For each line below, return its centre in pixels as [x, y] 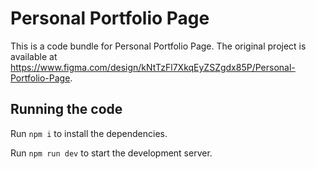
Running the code [66, 109]
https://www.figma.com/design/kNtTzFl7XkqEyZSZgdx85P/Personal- [153, 67]
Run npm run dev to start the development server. [111, 153]
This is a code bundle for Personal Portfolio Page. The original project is [158, 46]
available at [34, 56]
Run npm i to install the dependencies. [89, 133]
